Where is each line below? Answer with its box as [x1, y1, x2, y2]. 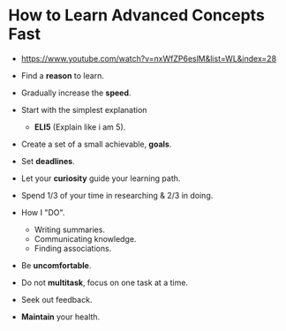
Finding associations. [34, 243, 112, 253]
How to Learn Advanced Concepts [8, 5, 266, 26]
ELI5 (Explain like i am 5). [34, 121, 126, 132]
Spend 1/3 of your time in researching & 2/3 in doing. [20, 190, 214, 200]
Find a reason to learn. [20, 70, 105, 80]
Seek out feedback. [20, 294, 93, 305]
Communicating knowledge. [34, 233, 137, 244]
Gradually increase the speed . [20, 87, 132, 98]
